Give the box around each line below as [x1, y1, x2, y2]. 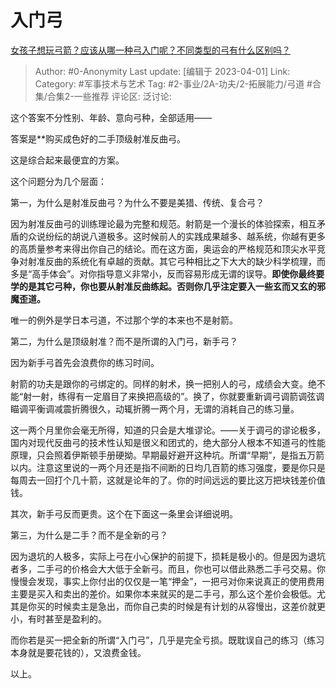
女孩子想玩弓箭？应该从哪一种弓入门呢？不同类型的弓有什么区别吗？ [10, 44, 291, 56]
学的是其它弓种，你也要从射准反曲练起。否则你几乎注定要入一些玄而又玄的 [10, 280, 317, 292]
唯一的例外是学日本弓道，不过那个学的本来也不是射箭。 [10, 314, 238, 326]
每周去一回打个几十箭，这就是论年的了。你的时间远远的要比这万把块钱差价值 [10, 474, 326, 486]
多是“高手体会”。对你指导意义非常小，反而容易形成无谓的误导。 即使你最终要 [10, 267, 325, 280]
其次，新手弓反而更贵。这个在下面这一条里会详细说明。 [10, 507, 238, 520]
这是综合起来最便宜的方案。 [10, 154, 125, 166]
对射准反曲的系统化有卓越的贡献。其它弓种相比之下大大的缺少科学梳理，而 [18, 255, 326, 267]
